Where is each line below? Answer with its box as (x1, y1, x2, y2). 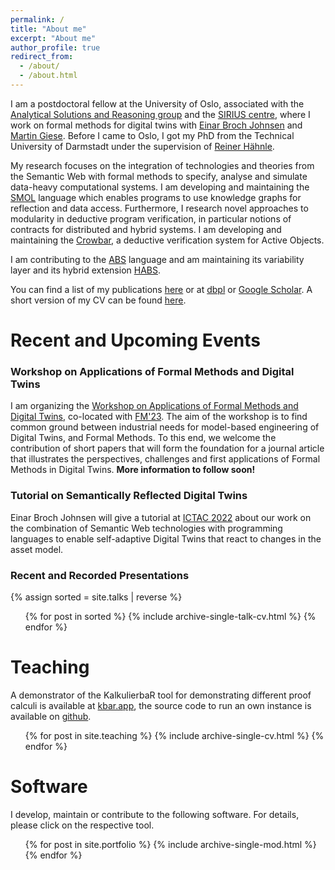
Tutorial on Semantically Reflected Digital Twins (10, 489, 248, 503)
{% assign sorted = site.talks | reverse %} (10, 591, 183, 603)
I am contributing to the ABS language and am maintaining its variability (10, 253, 305, 265)
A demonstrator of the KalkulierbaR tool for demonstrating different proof (10, 689, 312, 701)
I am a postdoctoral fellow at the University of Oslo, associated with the (10, 97, 305, 110)
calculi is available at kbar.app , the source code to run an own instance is (10, 699, 312, 711)
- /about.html (19, 71, 78, 81)
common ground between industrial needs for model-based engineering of (10, 421, 320, 433)
